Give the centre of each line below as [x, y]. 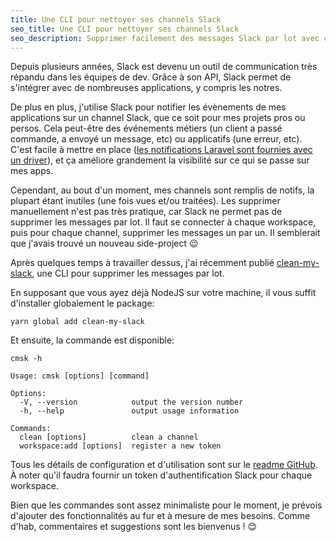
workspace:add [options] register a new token [120, 446]
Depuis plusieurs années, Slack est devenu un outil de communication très [164, 67]
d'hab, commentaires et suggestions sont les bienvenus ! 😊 [134, 527]
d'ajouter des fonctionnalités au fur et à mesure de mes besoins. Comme [160, 516]
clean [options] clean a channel [109, 437]
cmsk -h [26, 359]
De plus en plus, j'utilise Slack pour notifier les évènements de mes [148, 107]
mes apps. [32, 171]
